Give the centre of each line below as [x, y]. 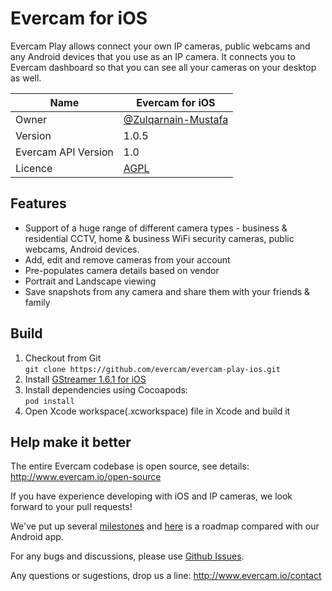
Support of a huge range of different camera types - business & [156, 228]
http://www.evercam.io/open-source [86, 477]
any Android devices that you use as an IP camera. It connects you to [153, 56]
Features [38, 203]
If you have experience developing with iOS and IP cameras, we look [151, 496]
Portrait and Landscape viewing [90, 281]
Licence [34, 168]
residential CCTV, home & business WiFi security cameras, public [159, 238]
